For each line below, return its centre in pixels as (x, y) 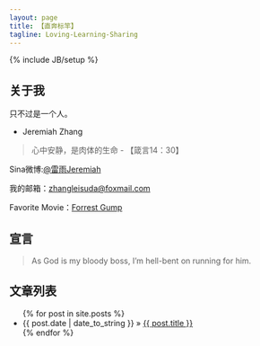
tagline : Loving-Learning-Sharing (74, 34)
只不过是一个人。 (41, 114)
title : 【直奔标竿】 (43, 26)
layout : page (34, 18)
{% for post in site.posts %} (74, 313)
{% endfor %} (48, 333)
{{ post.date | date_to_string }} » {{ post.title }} (108, 323)
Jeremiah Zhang (52, 132)
